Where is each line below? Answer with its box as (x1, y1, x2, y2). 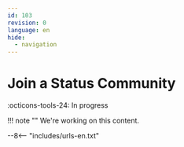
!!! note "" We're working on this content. (7, 116, 139, 126)
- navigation (14, 41, 57, 49)
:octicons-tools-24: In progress (7, 101, 109, 110)
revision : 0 (7, 19, 46, 27)
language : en (7, 26, 50, 34)
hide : (7, 33, 25, 42)
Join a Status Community (7, 75, 176, 93)
